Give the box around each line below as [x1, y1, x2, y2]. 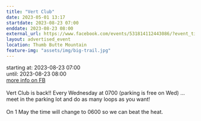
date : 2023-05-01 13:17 [6, 14, 66, 20]
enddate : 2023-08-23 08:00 [6, 25, 74, 32]
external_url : [6, 31, 42, 37]
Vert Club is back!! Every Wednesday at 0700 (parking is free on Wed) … [6, 89, 185, 96]
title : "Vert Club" [6, 8, 55, 15]
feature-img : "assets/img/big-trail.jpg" [6, 48, 111, 54]
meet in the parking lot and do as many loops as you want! [6, 95, 151, 103]
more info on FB [6, 76, 46, 83]
